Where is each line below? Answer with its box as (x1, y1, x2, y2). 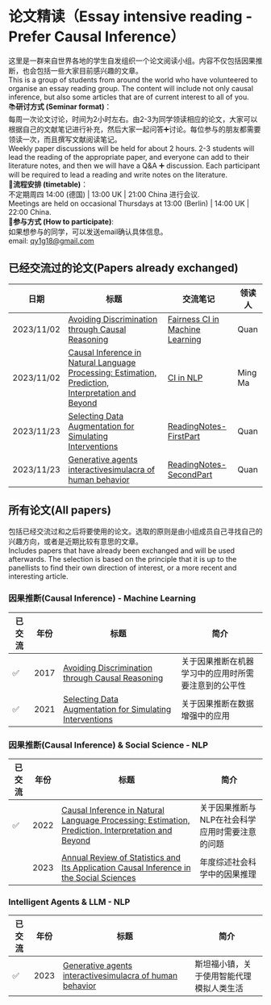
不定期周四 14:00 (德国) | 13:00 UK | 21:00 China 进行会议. (8, 189, 200, 199)
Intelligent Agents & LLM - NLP (8, 897, 131, 908)
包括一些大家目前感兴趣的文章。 (35, 65, 143, 75)
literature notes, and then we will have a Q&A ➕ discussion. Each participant (8, 161, 261, 170)
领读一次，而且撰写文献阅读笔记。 (8, 134, 122, 144)
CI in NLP (168, 372, 203, 383)
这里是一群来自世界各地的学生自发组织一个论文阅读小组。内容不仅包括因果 (8, 56, 256, 65)
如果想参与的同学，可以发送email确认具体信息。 (8, 227, 168, 237)
